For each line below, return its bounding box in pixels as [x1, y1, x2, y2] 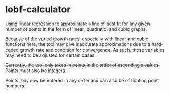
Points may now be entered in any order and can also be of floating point [5, 77, 159, 83]
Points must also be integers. [5, 67, 67, 74]
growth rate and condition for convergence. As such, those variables [19, 46, 165, 53]
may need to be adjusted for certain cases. [5, 52, 96, 58]
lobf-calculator [5, 4, 71, 15]
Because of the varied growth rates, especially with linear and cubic [5, 36, 148, 42]
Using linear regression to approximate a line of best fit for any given [5, 20, 150, 27]
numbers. [5, 83, 26, 89]
